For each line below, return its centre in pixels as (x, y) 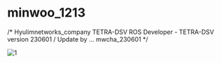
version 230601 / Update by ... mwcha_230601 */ (78, 39)
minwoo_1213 (47, 13)
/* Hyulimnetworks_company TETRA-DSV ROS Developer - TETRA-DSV (111, 32)
